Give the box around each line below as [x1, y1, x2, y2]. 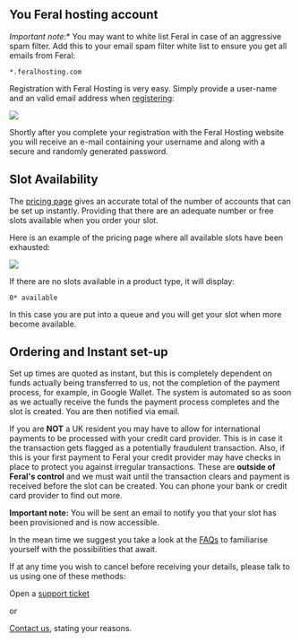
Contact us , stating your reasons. [9, 623, 133, 634]
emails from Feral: [9, 49, 76, 61]
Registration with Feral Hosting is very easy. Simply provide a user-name [9, 82, 278, 93]
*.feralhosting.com [9, 67, 82, 76]
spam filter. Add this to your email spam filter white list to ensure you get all [9, 40, 287, 51]
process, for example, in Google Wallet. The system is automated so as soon [9, 387, 292, 398]
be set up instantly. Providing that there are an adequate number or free [9, 205, 274, 216]
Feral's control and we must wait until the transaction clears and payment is [9, 471, 290, 482]
